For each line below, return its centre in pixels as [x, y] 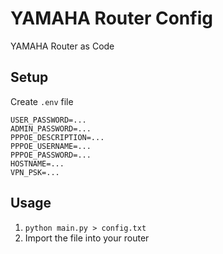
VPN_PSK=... [35, 172]
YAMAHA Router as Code [62, 46]
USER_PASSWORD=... [48, 120]
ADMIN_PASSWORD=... [51, 128]
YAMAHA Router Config [111, 18]
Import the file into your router [87, 238]
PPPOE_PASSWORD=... [51, 155]
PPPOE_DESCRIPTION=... [57, 137]
